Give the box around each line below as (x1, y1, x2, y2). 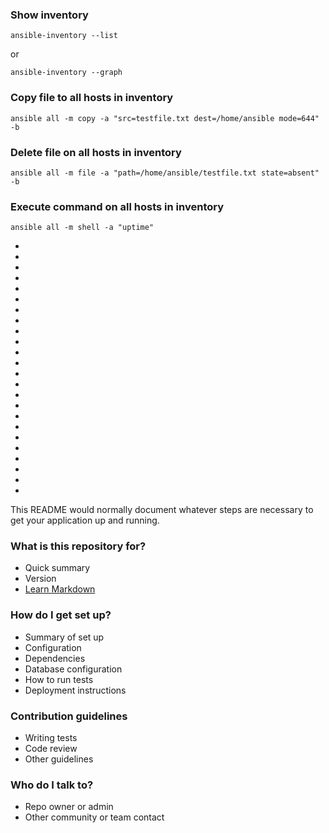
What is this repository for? (10, 539, 147, 553)
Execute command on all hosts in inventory (10, 199, 225, 213)
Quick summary (24, 562, 91, 574)
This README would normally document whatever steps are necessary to (10, 504, 314, 516)
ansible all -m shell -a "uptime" (10, 223, 155, 233)
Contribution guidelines (10, 709, 128, 723)
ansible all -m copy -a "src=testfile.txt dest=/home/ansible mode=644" (10, 113, 320, 123)
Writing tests (24, 732, 78, 744)
